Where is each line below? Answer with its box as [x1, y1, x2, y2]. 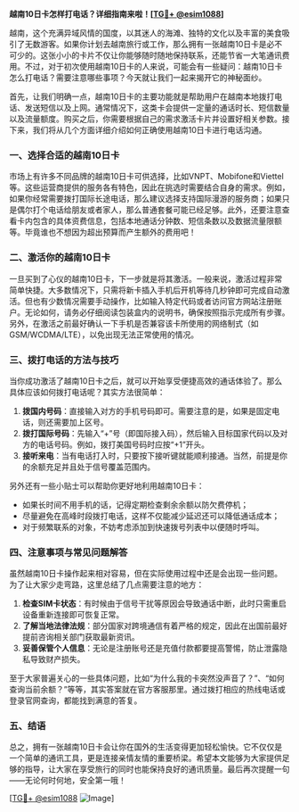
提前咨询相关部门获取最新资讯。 [21, 632, 140, 642]
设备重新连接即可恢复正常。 [21, 609, 125, 620]
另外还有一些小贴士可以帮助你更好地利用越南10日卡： [9, 480, 205, 491]
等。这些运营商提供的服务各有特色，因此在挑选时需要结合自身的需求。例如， [9, 182, 290, 193]
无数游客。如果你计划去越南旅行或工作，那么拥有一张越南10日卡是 [24, 39, 267, 49]
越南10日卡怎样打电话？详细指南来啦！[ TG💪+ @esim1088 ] [9, 9, 224, 19]
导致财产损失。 [29, 654, 85, 665]
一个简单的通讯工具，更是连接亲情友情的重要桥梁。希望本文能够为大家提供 [9, 753, 282, 764]
